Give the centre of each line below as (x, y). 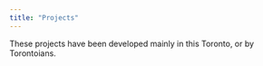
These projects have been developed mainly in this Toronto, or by (132, 43)
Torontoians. (33, 53)
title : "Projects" (44, 18)
